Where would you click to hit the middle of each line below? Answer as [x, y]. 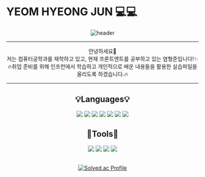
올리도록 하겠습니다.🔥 [103, 74]
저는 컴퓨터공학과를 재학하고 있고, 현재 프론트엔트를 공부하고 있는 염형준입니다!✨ [103, 59]
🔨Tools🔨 [103, 134]
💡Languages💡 [103, 99]
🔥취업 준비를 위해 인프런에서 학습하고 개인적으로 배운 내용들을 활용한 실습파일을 [103, 66]
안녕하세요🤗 [103, 51]
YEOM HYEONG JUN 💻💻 [72, 12]
